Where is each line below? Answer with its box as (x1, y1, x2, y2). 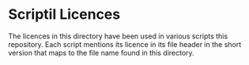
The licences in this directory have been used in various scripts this (8, 31, 228, 41)
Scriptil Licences (8, 5, 121, 23)
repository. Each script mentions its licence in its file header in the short (8, 39, 242, 49)
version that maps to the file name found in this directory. (8, 48, 195, 57)
